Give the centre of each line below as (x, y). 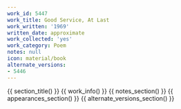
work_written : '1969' (38, 26)
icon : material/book (37, 59)
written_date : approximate (46, 33)
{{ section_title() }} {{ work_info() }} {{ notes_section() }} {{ (90, 91)
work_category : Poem (37, 46)
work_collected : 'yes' (40, 39)
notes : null (24, 52)
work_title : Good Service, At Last (58, 20)
